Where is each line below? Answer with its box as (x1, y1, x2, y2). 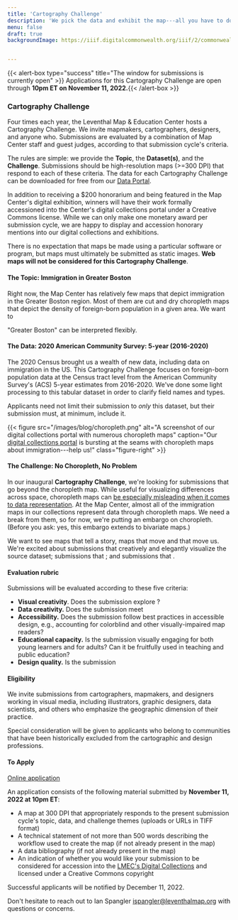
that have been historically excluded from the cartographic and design (7, 734, 212, 742)
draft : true (7, 30, 42, 38)
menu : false (7, 23, 42, 31)
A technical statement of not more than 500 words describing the (17, 831, 209, 840)
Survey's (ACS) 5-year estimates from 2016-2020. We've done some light (7, 380, 222, 389)
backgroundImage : (7, 37, 59, 44)
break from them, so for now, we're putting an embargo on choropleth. (7, 516, 213, 524)
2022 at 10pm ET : (7, 795, 60, 803)
